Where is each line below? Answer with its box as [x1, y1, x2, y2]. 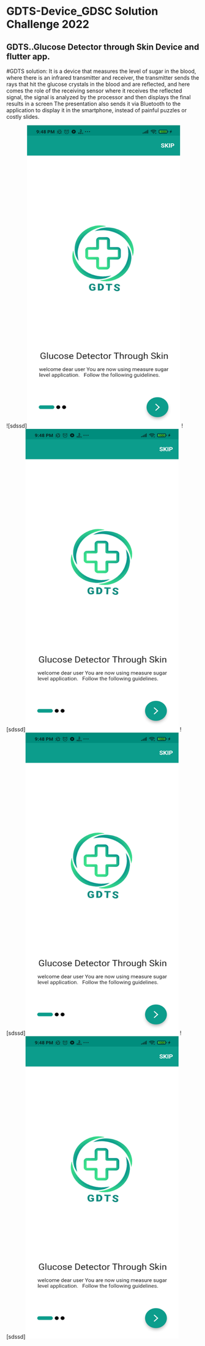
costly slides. [6, 113, 40, 120]
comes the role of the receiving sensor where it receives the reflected [6, 87, 182, 94]
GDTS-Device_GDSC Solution [6, 4, 158, 18]
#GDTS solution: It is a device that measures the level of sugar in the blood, [6, 67, 196, 75]
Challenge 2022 [6, 17, 90, 31]
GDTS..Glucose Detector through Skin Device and [6, 42, 199, 52]
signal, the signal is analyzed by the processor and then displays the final [6, 94, 191, 100]
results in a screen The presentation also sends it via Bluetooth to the [6, 100, 181, 107]
